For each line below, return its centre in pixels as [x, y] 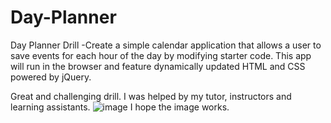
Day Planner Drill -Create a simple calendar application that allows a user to [166, 45]
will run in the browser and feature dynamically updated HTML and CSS [158, 66]
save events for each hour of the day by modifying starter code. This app [161, 55]
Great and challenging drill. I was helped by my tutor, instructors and [151, 96]
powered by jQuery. [51, 77]
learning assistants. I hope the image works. [120, 107]
